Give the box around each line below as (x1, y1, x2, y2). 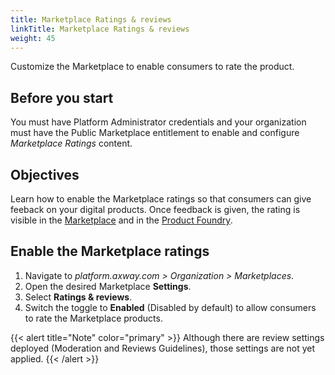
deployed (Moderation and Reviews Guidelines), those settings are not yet (10, 342, 316, 354)
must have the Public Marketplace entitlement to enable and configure (10, 127, 300, 139)
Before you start (10, 89, 114, 106)
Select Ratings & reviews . (24, 291, 133, 303)
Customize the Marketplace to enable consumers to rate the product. (10, 61, 295, 73)
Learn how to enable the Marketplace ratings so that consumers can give (10, 193, 312, 205)
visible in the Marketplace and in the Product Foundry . (10, 214, 233, 226)
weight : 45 (10, 33, 56, 43)
